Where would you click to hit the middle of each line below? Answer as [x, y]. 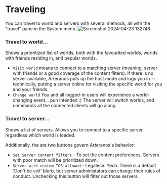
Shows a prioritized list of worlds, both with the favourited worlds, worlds [81, 53]
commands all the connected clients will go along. [65, 106]
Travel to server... [28, 119]
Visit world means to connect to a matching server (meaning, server [85, 68]
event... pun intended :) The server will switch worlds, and [94, 100]
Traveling [26, 9]
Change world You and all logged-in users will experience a [74, 95]
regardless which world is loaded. [40, 135]
